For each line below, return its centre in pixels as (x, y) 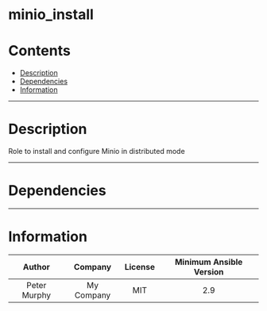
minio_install (51, 15)
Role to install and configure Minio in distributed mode (97, 152)
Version (209, 271)
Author (36, 267)
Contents (40, 51)
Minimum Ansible (209, 262)
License (139, 267)
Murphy (37, 295)
